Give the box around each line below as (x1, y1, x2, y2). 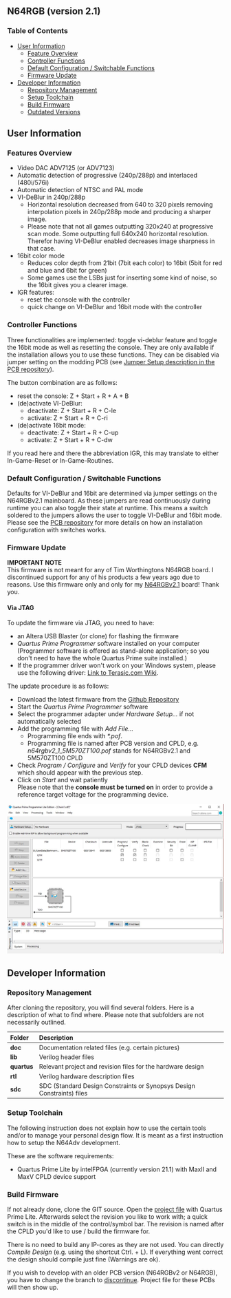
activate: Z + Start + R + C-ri (27, 413, 108, 422)
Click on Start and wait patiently (16, 776, 108, 784)
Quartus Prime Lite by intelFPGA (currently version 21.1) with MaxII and (16, 1165, 217, 1173)
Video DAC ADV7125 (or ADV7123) (16, 164, 115, 172)
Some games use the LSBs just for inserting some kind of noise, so (27, 273, 217, 282)
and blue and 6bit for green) (27, 266, 108, 275)
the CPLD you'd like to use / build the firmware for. (7, 1227, 151, 1235)
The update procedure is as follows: (7, 682, 109, 691)
